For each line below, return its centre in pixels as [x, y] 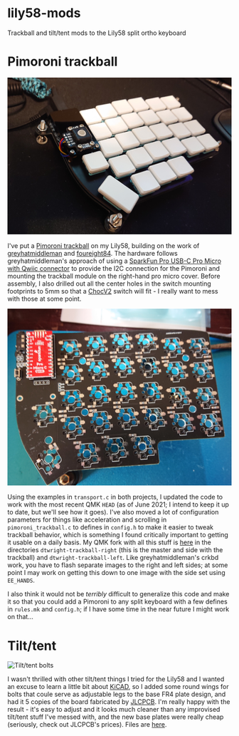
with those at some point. [44, 299]
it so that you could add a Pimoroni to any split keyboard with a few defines [117, 602]
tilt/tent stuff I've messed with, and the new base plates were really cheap [116, 717]
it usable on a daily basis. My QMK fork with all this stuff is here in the [109, 542]
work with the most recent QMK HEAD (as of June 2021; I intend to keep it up [118, 504]
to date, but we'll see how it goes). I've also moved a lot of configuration [113, 512]
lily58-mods [44, 13]
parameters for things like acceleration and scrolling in [87, 520]
